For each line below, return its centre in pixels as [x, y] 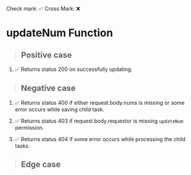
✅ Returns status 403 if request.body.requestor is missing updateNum [99, 121]
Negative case [48, 88]
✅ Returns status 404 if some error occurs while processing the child [100, 139]
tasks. [22, 146]
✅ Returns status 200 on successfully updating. [74, 69]
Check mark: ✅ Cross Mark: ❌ [43, 9]
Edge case [41, 165]
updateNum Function [60, 33]
